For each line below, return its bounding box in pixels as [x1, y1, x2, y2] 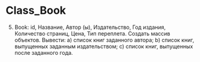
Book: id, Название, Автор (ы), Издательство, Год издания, [14, 23, 166, 31]
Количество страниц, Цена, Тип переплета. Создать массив [14, 29, 170, 37]
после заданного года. [14, 49, 73, 56]
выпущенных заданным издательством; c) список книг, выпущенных [14, 43, 193, 50]
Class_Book [5, 4, 66, 17]
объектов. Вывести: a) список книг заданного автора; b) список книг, [14, 36, 195, 43]
